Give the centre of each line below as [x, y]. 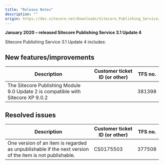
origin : [13, 19]
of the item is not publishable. [41, 155]
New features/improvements [50, 57]
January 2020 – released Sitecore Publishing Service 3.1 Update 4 [73, 33]
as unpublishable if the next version [48, 149]
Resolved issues [31, 115]
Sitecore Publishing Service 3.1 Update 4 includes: [56, 42]
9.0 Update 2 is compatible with [44, 92]
